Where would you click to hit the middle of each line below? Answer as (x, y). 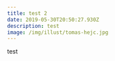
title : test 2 (27, 13)
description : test (33, 26)
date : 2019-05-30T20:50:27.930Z (53, 20)
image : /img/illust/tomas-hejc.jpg (58, 32)
